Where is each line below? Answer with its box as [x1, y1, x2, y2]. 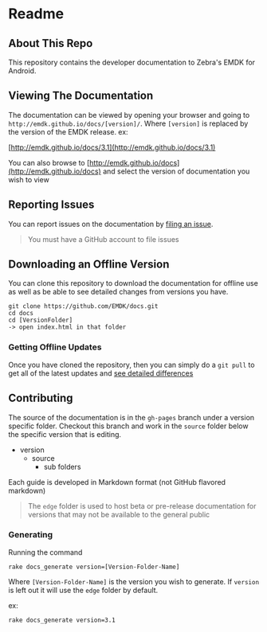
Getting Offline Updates [8, 341, 102, 353]
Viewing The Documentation [8, 89, 154, 103]
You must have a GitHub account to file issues [27, 234, 179, 244]
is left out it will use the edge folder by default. [8, 585, 159, 595]
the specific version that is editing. [8, 429, 122, 439]
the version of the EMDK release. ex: [8, 127, 129, 136]
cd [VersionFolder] [8, 316, 73, 325]
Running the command [8, 547, 83, 557]
